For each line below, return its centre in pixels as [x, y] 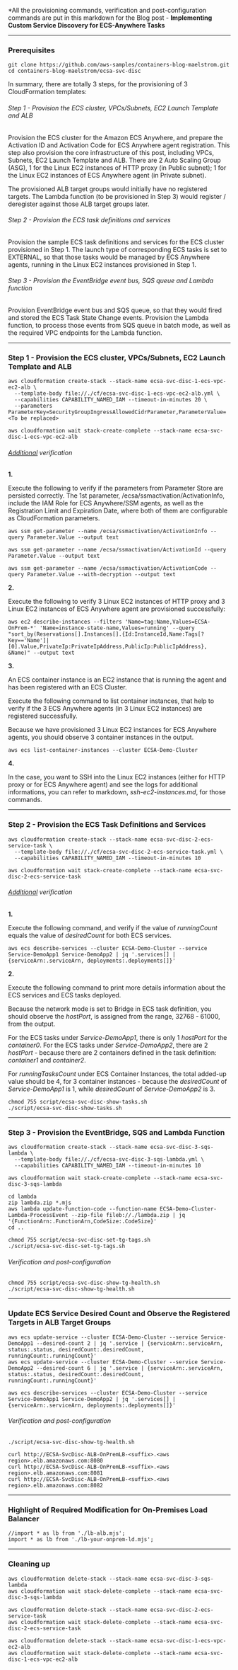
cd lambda [23, 1197]
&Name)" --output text [41, 653]
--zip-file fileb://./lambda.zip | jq [128, 1216]
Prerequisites [31, 50]
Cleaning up [29, 1564]
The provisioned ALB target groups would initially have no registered [108, 189]
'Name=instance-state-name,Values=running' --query [117, 628]
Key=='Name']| [29, 641]
